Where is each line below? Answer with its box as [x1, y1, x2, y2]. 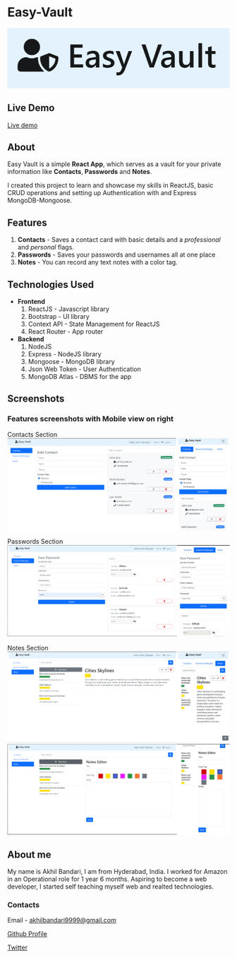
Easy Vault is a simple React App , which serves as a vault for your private [7, 160, 221, 168]
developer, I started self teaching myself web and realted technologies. [7, 882, 214, 891]
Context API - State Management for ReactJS [28, 320, 160, 329]
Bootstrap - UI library [28, 312, 90, 321]
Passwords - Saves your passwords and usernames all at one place [17, 250, 216, 259]
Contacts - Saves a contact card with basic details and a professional [17, 235, 221, 244]
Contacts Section [7, 430, 58, 438]
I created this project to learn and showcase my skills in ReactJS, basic [7, 181, 214, 189]
